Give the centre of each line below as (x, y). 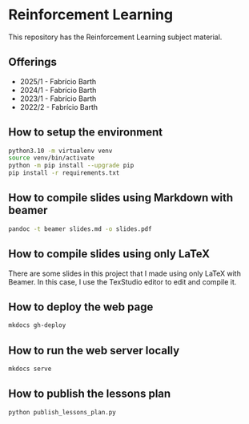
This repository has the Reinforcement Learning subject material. (115, 37)
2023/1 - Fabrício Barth (58, 99)
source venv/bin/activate (51, 158)
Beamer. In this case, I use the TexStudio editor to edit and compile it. (122, 281)
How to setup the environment (85, 133)
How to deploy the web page (81, 307)
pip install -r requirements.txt (64, 173)
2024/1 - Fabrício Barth (58, 90)
